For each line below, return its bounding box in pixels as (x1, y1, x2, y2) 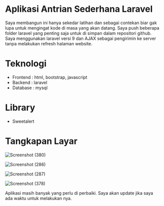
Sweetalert (12, 118, 34, 124)
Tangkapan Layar (5, 136, 78, 146)
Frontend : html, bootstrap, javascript (12, 74, 88, 80)
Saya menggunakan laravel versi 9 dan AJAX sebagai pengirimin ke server (5, 35, 157, 41)
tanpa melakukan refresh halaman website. (5, 40, 93, 46)
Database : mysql (12, 85, 48, 91)
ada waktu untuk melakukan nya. (5, 195, 72, 201)
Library (5, 102, 35, 113)
